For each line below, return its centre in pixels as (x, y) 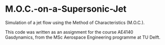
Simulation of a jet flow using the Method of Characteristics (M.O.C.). (75, 22)
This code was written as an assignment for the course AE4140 (69, 32)
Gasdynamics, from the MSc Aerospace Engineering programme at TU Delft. (83, 37)
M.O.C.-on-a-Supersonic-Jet (66, 9)
